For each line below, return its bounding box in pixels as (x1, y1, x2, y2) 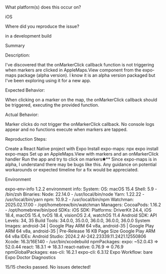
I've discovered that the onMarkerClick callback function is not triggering (5, 62, 155, 67)
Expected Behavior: (5, 87, 46, 93)
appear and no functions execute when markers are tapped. (5, 126, 128, 132)
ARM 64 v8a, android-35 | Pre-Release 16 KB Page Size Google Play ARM (5, 228, 156, 234)
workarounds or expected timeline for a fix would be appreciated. (5, 167, 139, 172)
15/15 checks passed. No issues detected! (5, 264, 91, 270)
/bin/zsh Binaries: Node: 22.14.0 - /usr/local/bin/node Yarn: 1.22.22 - (5, 191, 145, 197)
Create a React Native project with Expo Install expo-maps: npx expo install (5, 146, 159, 152)
